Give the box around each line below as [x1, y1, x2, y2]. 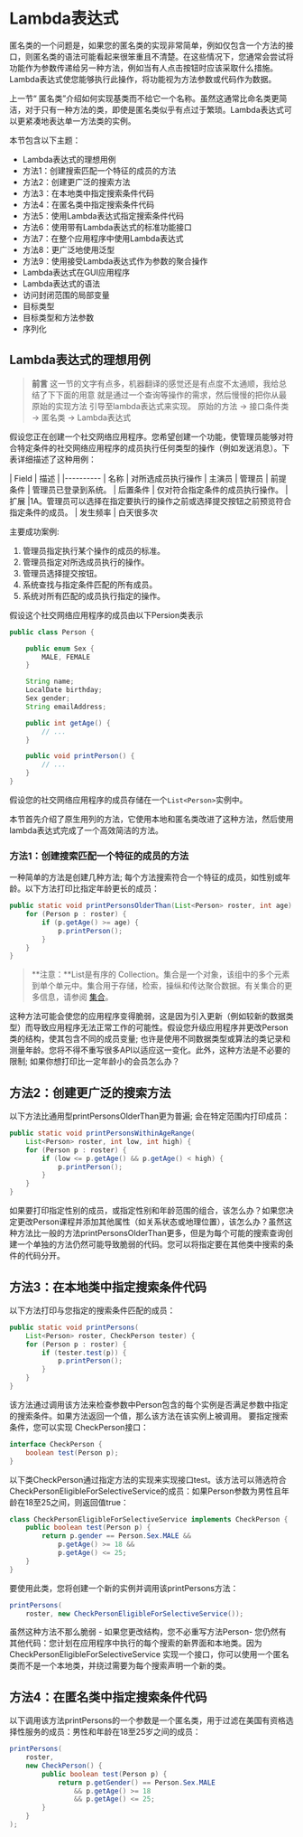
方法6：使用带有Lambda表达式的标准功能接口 [22, 221, 192, 232]
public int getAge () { [25, 718, 111, 727]
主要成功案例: [9, 526, 60, 537]
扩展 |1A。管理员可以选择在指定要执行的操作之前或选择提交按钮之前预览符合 [9, 495, 291, 506]
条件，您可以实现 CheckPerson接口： [9, 1421, 149, 1432]
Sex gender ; [25, 694, 70, 703]
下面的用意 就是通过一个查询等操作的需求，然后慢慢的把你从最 [55, 389, 287, 400]
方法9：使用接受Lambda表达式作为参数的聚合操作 [22, 255, 208, 267]
